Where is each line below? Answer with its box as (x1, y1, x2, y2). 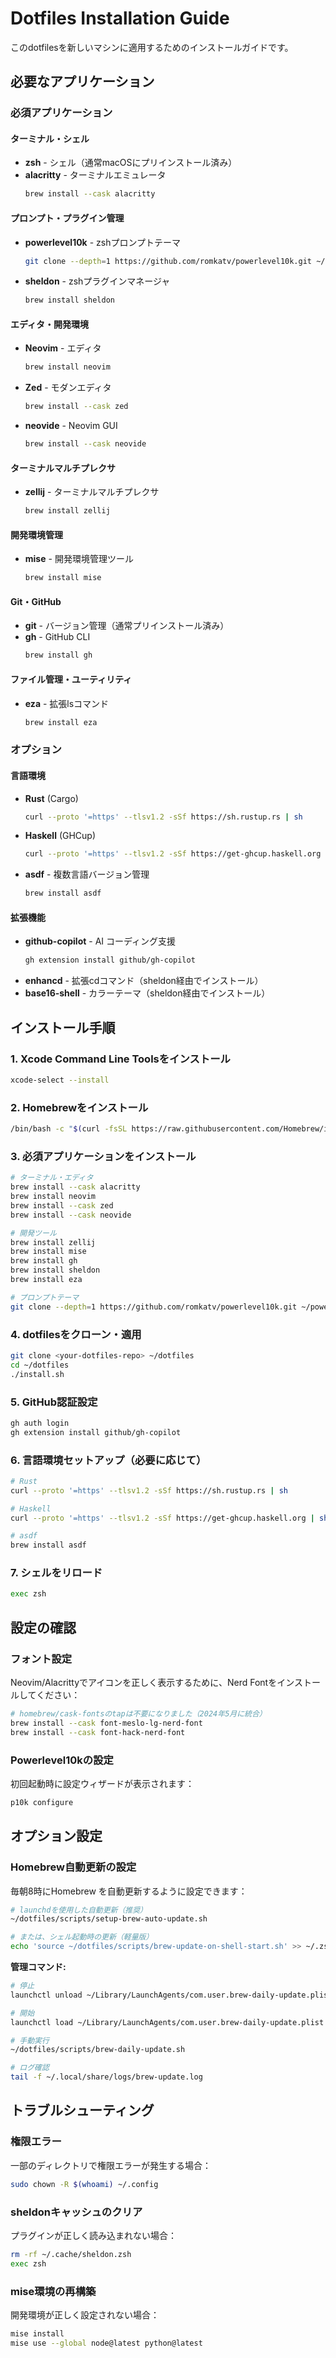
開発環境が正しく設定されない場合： (10, 2308, 160, 2321)
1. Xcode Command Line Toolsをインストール (10, 1052, 231, 1066)
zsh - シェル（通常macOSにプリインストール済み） (24, 157, 238, 169)
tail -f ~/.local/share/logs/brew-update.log (10, 2072, 203, 2082)
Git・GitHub (10, 595, 62, 607)
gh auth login (10, 1418, 70, 1428)
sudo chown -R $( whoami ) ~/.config (10, 2179, 159, 2189)
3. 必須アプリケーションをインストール (10, 1149, 197, 1163)
